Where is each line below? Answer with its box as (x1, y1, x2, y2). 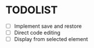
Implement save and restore (14, 23, 82, 29)
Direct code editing (14, 29, 61, 36)
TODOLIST (5, 3, 58, 17)
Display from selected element (14, 36, 89, 43)
